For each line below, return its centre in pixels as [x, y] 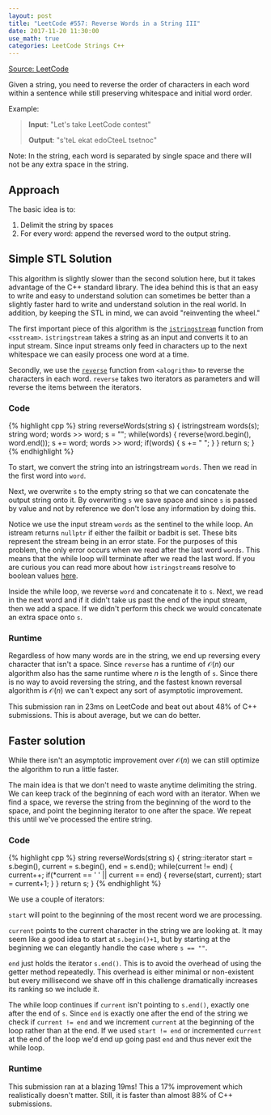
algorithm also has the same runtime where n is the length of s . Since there [133, 674]
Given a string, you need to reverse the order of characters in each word [129, 85]
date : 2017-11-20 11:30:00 [54, 31]
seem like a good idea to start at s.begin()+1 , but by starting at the [119, 940]
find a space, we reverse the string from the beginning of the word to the [130, 802]
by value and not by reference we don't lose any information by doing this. [132, 509]
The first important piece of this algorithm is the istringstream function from [136, 328]
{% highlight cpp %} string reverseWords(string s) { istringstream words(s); [134, 426]
